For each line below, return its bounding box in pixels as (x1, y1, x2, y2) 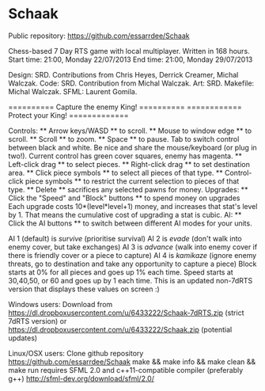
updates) (8, 333, 38, 343)
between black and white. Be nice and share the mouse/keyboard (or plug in (8, 142, 257, 152)
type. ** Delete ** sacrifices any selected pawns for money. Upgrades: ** (8, 184, 248, 194)
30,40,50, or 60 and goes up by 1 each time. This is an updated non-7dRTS (8, 275, 253, 285)
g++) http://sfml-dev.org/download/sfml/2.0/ (8, 374, 154, 383)
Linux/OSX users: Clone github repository (8, 348, 144, 358)
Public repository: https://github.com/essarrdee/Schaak (8, 31, 190, 40)
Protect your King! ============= (8, 110, 129, 120)
